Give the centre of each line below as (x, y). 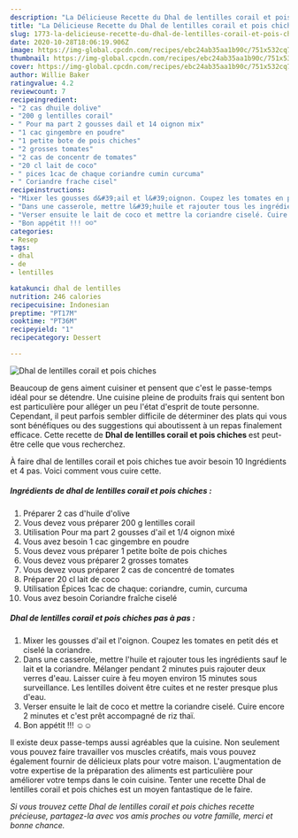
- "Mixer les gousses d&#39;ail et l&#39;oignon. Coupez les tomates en (147, 199)
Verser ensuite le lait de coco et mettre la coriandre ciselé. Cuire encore (154, 706)
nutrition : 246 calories (56, 296)
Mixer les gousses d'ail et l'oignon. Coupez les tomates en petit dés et (150, 640)
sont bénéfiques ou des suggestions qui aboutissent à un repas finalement (146, 425)
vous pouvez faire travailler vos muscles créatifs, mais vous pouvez (133, 751)
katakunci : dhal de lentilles (66, 288)
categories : (32, 231)
